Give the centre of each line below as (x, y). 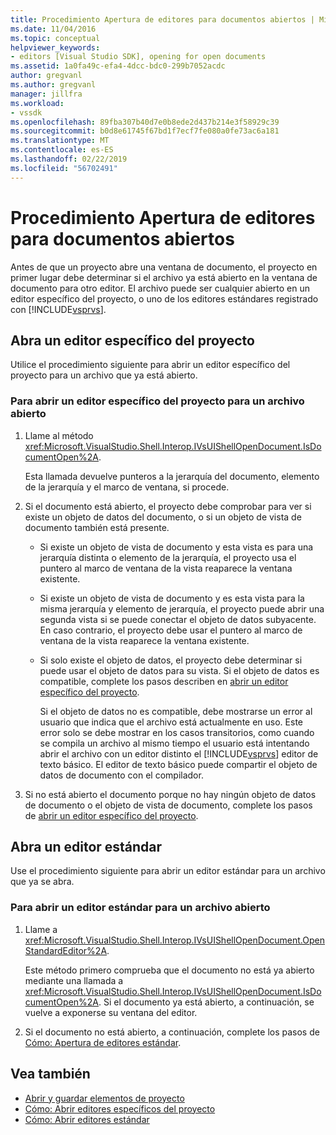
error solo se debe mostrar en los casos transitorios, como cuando (177, 732)
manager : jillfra (46, 94)
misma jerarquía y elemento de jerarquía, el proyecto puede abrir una (182, 608)
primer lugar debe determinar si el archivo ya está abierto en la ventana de (164, 277)
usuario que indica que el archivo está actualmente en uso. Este (171, 722)
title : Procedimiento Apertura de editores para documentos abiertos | (162, 19)
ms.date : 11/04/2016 (53, 29)
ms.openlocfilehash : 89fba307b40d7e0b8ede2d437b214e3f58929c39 (145, 122)
